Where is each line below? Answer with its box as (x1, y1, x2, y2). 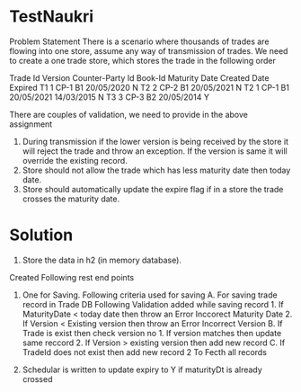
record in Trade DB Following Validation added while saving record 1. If (22, 298, 285, 309)
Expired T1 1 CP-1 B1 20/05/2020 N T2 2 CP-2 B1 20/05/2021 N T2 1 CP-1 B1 (9, 82, 290, 93)
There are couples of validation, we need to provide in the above (9, 109, 249, 120)
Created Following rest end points (9, 272, 135, 282)
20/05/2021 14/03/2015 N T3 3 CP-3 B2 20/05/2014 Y (9, 92, 209, 102)
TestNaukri (9, 6, 94, 27)
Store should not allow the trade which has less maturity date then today (22, 165, 291, 175)
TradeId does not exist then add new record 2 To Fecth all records (22, 346, 268, 357)
